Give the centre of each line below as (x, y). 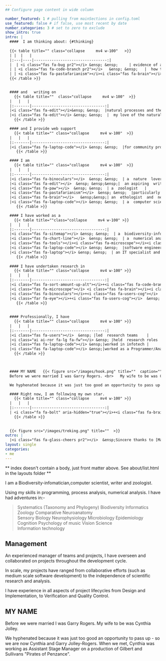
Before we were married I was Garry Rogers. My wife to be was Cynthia (78, 623)
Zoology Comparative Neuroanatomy (55, 512)
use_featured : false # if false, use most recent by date (66, 23)
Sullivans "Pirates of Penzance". (38, 654)
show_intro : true (23, 33)
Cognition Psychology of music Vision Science (65, 523)
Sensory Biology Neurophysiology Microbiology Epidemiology (80, 517)
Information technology (41, 528)
